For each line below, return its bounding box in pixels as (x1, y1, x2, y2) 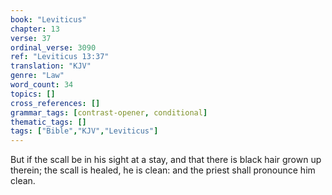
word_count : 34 (10, 80, 74, 90)
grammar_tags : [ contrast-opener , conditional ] (10, 107, 208, 118)
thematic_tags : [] (10, 117, 87, 127)
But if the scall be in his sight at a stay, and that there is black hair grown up (10, 154, 322, 166)
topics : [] (10, 89, 56, 99)
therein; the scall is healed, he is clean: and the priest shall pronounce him (10, 164, 316, 176)
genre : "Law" (10, 71, 65, 81)
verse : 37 (10, 33, 52, 43)
